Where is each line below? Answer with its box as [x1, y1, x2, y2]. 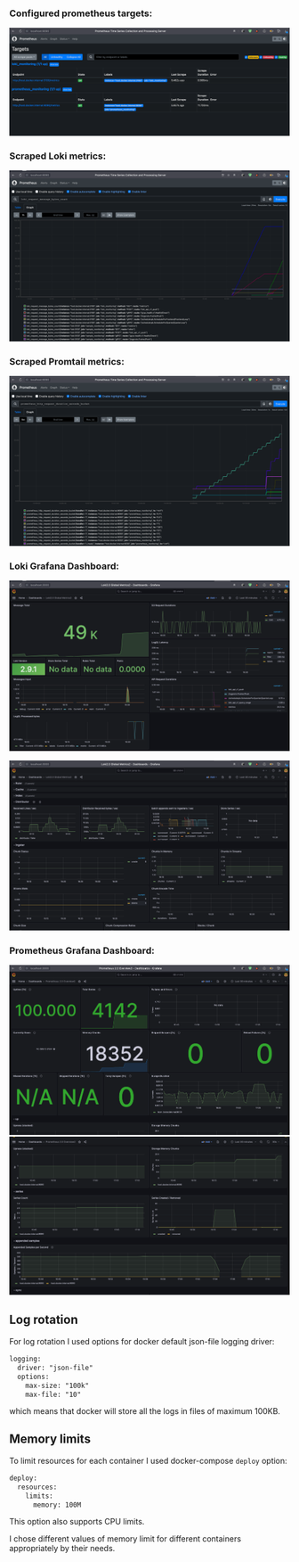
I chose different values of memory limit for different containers [9, 1533, 242, 1544]
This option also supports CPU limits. [9, 1516, 145, 1526]
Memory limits [9, 1432, 92, 1447]
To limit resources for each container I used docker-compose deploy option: [9, 1455, 287, 1466]
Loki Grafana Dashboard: [9, 560, 120, 572]
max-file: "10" [25, 1390, 82, 1399]
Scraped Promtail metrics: [9, 355, 125, 367]
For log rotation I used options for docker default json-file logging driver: [9, 1336, 275, 1346]
